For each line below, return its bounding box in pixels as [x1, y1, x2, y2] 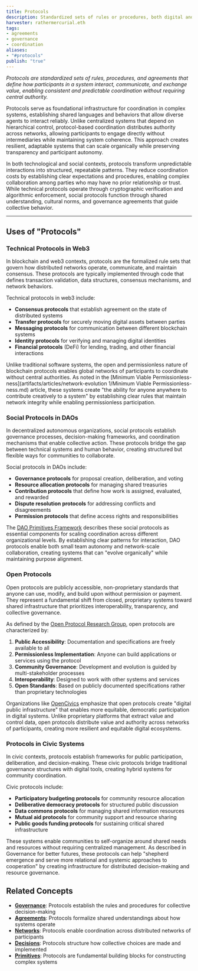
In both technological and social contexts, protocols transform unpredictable [6, 160, 192, 167]
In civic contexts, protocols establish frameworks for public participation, [6, 753, 183, 760]
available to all [14, 644, 50, 651]
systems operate [14, 920, 56, 928]
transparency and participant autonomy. [6, 148, 104, 155]
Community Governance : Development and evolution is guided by [14, 663, 177, 670]
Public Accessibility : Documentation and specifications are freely [14, 638, 176, 645]
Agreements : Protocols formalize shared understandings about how [14, 914, 181, 921]
